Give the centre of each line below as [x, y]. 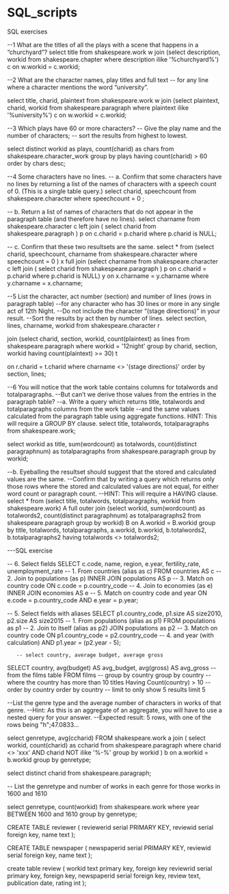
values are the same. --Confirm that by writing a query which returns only [111, 479]
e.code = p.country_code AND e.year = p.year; [73, 600]
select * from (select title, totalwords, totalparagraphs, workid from [101, 500]
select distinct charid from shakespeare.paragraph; [79, 773]
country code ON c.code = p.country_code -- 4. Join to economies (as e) [110, 585]
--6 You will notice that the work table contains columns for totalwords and [112, 387]
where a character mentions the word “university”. [78, 87]
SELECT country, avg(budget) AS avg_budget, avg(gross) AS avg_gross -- [112, 667]
